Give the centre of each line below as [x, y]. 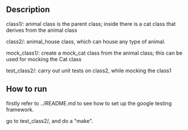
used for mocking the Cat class [44, 59]
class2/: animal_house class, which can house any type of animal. [86, 41]
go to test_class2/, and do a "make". [50, 121]
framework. [20, 109]
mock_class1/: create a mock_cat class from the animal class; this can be [94, 53]
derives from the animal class [42, 30]
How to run [27, 89]
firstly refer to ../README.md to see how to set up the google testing [89, 103]
